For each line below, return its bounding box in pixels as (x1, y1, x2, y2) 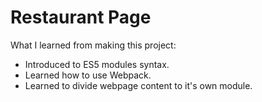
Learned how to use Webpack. (24, 69, 152, 81)
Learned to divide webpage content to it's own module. (24, 79, 253, 91)
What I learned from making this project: (10, 39, 177, 51)
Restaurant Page (10, 6, 152, 29)
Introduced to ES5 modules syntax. (24, 58, 170, 70)
